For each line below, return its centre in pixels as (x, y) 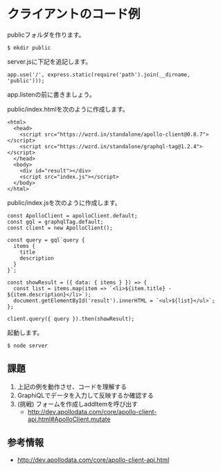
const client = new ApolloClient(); (60, 228)
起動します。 (25, 332)
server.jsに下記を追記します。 (50, 61)
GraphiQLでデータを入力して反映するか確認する (85, 395)
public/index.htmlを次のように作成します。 (68, 109)
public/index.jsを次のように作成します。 (64, 202)
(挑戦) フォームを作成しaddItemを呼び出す (78, 404)
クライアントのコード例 (74, 14)
